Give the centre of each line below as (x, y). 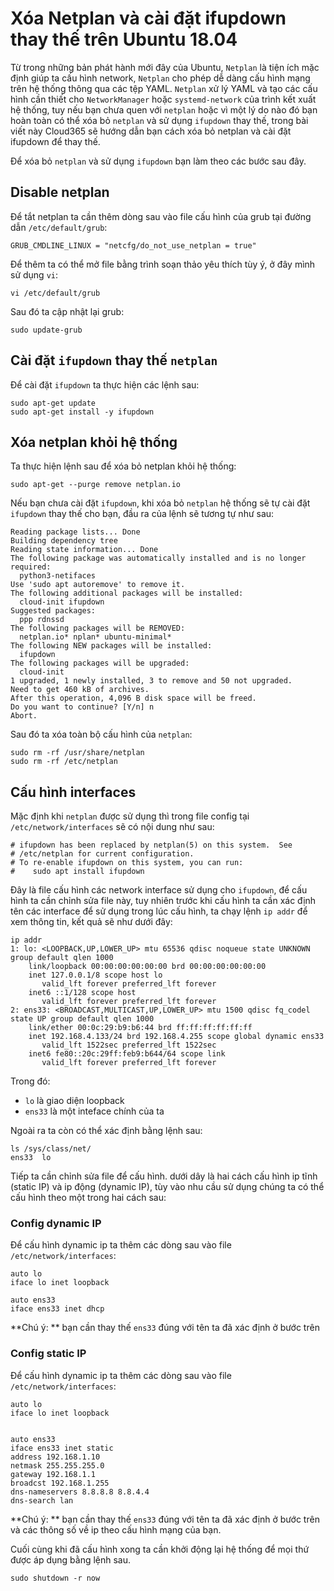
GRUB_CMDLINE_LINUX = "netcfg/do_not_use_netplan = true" (133, 245)
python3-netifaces (58, 576)
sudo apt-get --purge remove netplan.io (96, 485)
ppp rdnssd (42, 620)
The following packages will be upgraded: (100, 663)
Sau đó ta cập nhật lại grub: (67, 311)
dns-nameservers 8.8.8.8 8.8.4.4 (80, 1492)
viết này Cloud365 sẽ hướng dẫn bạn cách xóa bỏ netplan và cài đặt (151, 131)
